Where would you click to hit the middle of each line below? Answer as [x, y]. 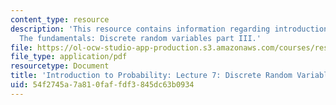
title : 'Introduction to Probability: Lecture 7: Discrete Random [151, 76]
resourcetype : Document [60, 66]
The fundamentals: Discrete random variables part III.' [140, 38]
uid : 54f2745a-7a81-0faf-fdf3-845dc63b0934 [102, 85]
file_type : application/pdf [69, 57]
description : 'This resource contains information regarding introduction [169, 29]
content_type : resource [60, 19]
